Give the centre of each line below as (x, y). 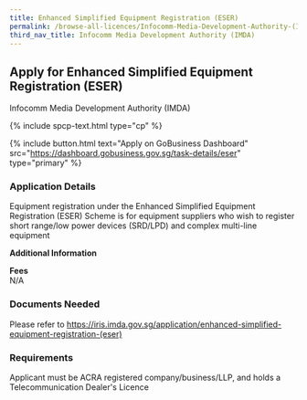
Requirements (42, 357)
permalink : (30, 26)
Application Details (53, 186)
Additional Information (53, 253)
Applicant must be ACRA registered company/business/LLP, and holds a (145, 378)
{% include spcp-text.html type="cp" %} (86, 126)
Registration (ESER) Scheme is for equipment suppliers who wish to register (152, 216)
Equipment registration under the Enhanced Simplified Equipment (132, 206)
